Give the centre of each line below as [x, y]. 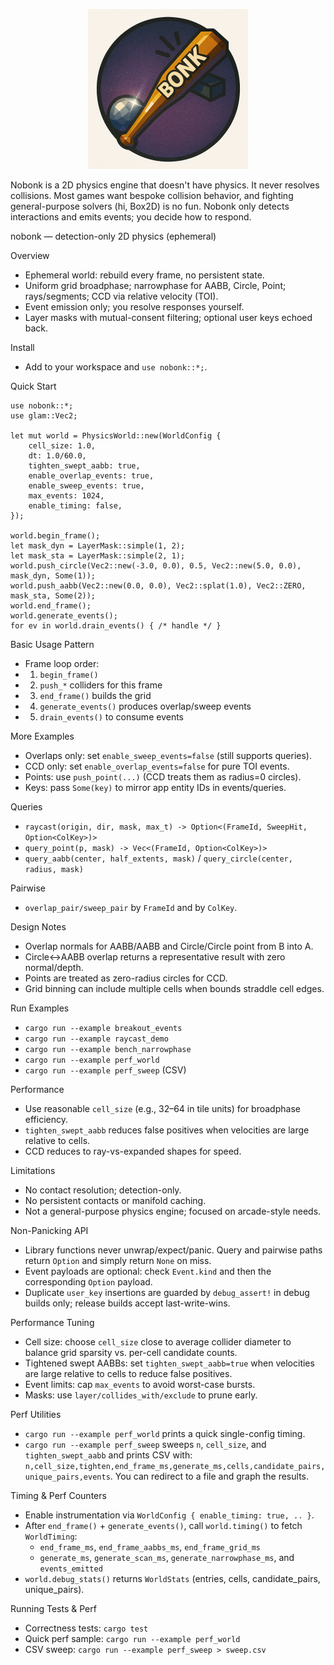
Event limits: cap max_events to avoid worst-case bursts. [140, 1384]
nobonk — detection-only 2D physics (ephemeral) [113, 236]
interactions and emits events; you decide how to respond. [131, 217]
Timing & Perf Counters [58, 1495]
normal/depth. [54, 967]
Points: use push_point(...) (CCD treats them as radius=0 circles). [163, 777]
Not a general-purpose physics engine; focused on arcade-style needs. [173, 1211]
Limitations [33, 1170]
